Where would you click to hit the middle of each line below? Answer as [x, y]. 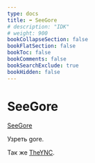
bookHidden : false [34, 72]
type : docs [23, 14]
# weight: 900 [28, 33]
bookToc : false [29, 53]
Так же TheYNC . [31, 153]
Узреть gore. [26, 139]
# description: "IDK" [38, 26]
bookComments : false [37, 59]
